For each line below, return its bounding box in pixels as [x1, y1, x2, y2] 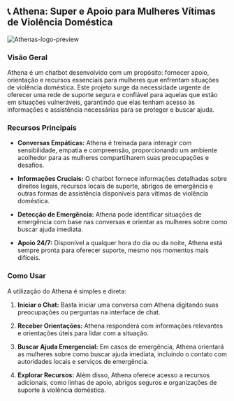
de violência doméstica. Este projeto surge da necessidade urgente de [7, 83, 210, 92]
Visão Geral [7, 52, 47, 62]
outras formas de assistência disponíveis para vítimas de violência [17, 189, 208, 198]
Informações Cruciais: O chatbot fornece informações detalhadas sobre [17, 175, 227, 183]
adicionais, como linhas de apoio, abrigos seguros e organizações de [17, 378, 217, 386]
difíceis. [17, 254, 41, 262]
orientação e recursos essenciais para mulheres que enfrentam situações [7, 76, 219, 85]
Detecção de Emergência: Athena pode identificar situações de [17, 210, 202, 219]
